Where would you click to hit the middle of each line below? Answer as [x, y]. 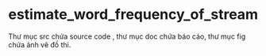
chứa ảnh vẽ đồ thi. [40, 44]
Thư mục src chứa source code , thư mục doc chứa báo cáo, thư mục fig [127, 36]
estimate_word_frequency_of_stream [133, 15]
